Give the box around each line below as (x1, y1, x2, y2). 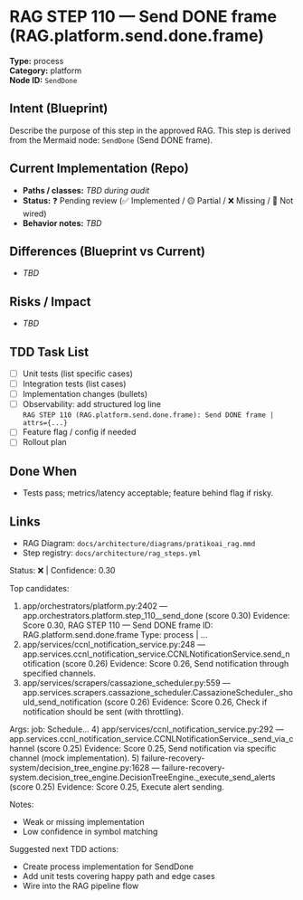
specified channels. (22, 668, 97, 678)
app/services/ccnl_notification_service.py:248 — (22, 639, 206, 649)
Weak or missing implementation (22, 817, 145, 827)
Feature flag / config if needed (22, 427, 137, 438)
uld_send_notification (22, 696, 102, 707)
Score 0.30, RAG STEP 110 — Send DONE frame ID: (22, 620, 213, 630)
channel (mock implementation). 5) (9, 753, 140, 763)
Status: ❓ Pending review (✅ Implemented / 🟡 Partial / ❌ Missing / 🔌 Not (22, 194, 294, 205)
